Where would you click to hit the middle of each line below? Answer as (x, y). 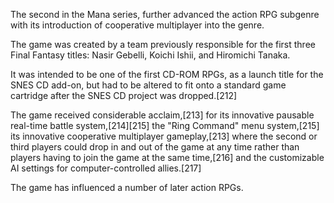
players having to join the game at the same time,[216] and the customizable (167, 157)
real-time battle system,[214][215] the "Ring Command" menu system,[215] (165, 125)
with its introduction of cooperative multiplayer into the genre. (137, 25)
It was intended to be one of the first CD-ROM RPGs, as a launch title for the (167, 74)
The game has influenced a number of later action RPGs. (127, 187)
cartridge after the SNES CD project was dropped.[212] (124, 95)
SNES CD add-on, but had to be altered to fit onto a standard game (148, 85)
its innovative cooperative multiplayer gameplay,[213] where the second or (164, 136)
